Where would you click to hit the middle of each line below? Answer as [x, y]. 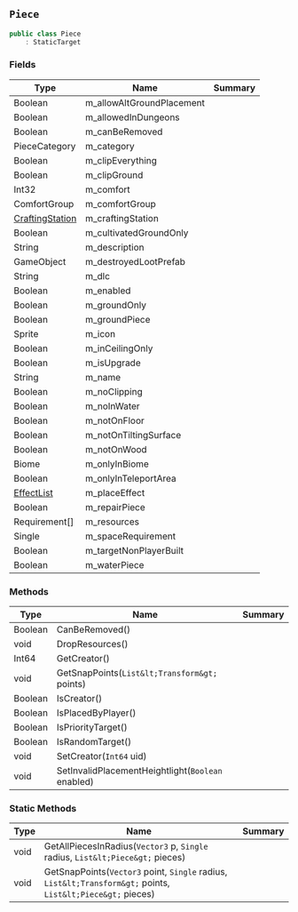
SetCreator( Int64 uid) [102, 756]
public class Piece [45, 34]
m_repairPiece [116, 507]
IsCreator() [79, 699]
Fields [23, 65]
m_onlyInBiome [117, 464]
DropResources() [92, 644]
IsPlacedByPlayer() [96, 713]
